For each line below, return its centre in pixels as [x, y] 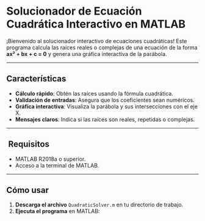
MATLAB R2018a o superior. [50, 159]
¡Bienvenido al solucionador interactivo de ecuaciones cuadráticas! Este [97, 41]
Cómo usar [28, 190]
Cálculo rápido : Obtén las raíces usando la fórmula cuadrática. [94, 93]
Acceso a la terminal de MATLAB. [57, 165]
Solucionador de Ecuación [74, 11]
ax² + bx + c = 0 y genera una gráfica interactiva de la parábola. [87, 54]
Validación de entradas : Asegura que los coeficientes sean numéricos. [105, 100]
